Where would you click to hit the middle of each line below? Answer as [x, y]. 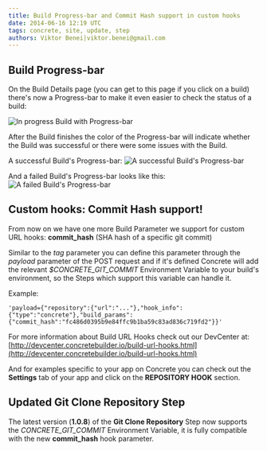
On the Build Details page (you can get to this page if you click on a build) [129, 89]
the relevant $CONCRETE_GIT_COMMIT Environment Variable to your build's [133, 269]
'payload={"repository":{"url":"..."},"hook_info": [96, 308]
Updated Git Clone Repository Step [97, 402]
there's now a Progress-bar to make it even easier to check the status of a [130, 98]
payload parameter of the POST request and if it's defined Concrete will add [133, 261]
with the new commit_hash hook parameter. [81, 438]
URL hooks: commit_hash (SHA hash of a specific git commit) [110, 237]
